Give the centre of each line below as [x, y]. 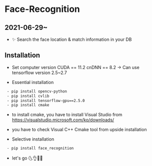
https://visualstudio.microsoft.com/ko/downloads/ [63, 120]
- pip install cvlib [28, 96]
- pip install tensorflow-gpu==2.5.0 [46, 100]
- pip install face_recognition [40, 148]
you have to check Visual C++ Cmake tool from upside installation [79, 130]
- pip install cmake [28, 105]
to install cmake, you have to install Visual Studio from [67, 115]
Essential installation [33, 82]
